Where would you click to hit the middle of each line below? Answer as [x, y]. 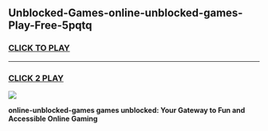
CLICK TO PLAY [39, 48]
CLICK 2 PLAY [36, 78]
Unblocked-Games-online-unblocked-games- [126, 13]
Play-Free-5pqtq [50, 26]
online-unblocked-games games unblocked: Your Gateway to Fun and [127, 110]
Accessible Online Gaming [53, 118]
